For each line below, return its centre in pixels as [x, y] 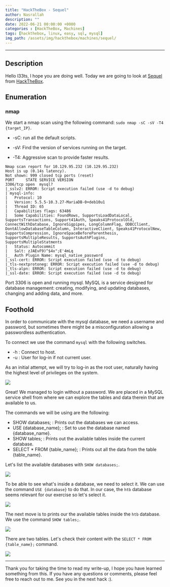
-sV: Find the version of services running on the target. [70, 148]
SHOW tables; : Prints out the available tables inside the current [79, 439]
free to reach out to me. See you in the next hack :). [59, 579]
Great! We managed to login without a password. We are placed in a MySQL [84, 392]
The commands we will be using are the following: [57, 413]
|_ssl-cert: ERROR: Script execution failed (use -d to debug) [73, 260]
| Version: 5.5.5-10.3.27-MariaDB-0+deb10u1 [55, 202]
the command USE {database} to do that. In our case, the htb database [78, 490]
